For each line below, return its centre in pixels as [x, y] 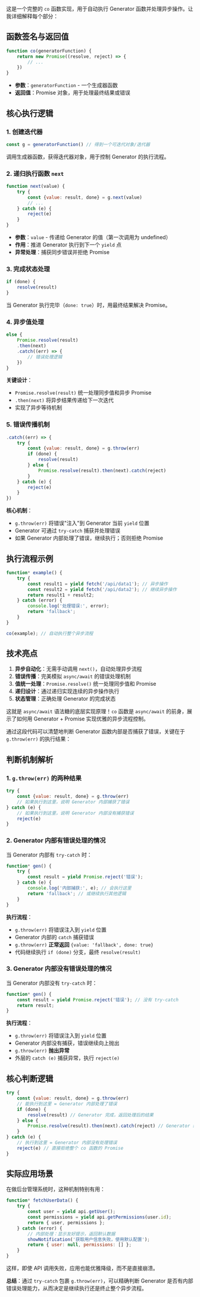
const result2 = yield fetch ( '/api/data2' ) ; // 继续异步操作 [102, 589]
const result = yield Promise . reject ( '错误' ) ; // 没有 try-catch [98, 1000]
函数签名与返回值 [37, 37]
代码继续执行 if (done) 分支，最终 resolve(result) [78, 952]
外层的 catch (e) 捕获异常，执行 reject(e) [67, 1058]
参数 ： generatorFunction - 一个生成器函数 [66, 85]
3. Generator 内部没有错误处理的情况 [59, 969]
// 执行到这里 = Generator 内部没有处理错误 [67, 1143]
